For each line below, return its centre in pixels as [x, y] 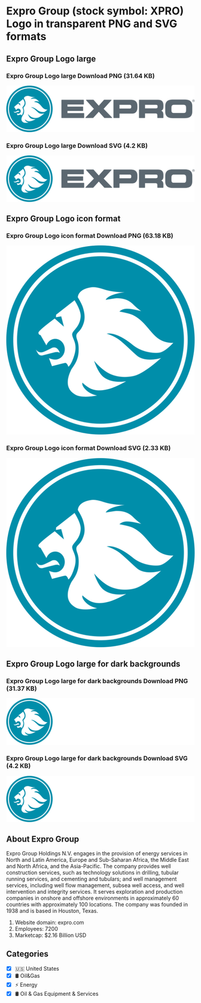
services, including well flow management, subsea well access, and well [95, 885]
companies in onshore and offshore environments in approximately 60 [93, 898]
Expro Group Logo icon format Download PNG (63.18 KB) [90, 236]
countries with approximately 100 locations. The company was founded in [97, 905]
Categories [28, 954]
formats [26, 37]
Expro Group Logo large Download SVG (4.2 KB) [77, 145]
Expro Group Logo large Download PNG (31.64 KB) [80, 76]
